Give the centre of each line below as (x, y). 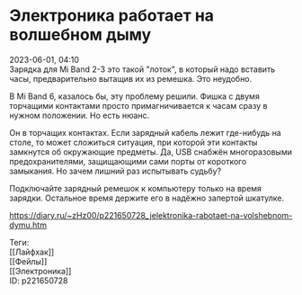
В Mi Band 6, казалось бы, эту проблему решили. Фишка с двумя (135, 96)
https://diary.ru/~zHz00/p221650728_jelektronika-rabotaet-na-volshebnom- (151, 215)
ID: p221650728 (39, 281)
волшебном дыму (80, 35)
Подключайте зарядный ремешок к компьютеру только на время (136, 188)
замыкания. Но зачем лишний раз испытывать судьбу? (115, 171)
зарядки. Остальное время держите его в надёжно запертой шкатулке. (147, 198)
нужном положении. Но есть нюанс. (80, 115)
